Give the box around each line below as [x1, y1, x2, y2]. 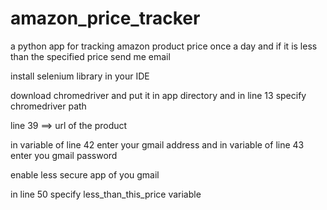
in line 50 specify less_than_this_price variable [10, 188, 202, 200]
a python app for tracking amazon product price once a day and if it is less [10, 40, 318, 52]
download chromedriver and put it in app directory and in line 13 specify [10, 89, 307, 101]
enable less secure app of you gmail [10, 168, 160, 181]
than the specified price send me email [10, 50, 171, 62]
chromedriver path [10, 100, 87, 112]
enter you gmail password [10, 149, 118, 161]
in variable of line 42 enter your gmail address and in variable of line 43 [10, 138, 305, 151]
